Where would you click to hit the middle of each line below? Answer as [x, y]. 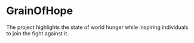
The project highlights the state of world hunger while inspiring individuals [97, 27]
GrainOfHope [40, 11]
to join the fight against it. [37, 33]
